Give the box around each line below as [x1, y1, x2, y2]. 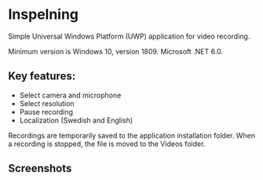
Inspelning [8, 6, 79, 24]
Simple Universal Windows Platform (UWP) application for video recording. [8, 31, 250, 41]
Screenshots [8, 162, 72, 175]
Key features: [8, 69, 76, 83]
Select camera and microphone [19, 90, 122, 100]
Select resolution [19, 98, 75, 108]
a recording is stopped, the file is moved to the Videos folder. [8, 139, 206, 149]
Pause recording [19, 107, 73, 116]
